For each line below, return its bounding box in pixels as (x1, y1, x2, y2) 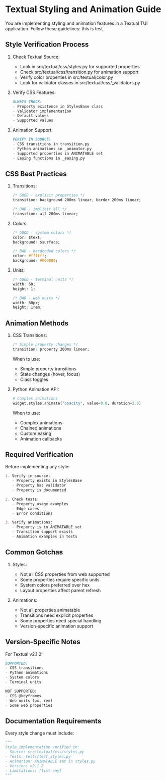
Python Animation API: (12, 386, 59, 392)
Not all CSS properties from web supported (20, 571, 110, 577)
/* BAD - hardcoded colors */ (12, 249, 76, 254)
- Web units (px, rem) (5, 698, 53, 703)
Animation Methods (5, 319, 69, 327)
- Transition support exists (12, 529, 73, 534)
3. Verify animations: (5, 520, 53, 525)
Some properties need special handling (20, 617, 102, 623)
